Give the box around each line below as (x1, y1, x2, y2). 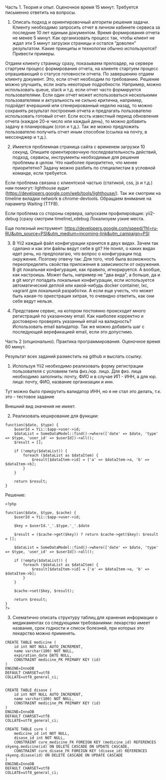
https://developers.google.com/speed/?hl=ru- (64, 225, 159, 231)
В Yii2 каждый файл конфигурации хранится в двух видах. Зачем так (12, 240, 159, 246)
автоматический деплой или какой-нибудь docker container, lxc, (12, 282, 149, 288)
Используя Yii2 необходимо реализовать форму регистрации (12, 363, 144, 369)
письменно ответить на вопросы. (5, 9, 76, 15)
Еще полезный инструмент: (5, 225, 63, 231)
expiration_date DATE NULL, (14, 653, 72, 658)
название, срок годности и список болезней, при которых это (12, 625, 144, 631)
